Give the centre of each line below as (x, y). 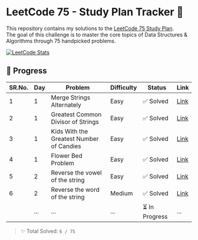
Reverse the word (75, 189)
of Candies (66, 146)
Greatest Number (75, 139)
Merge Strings (71, 97)
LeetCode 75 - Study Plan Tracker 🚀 (95, 12)
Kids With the (70, 131)
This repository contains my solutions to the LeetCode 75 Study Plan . (90, 28)
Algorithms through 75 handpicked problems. (61, 41)
